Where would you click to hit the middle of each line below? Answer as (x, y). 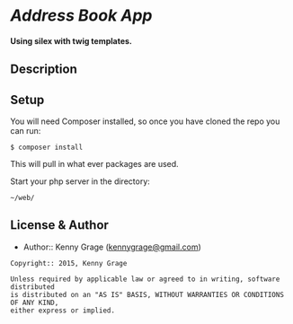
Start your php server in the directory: (80, 181)
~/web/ (22, 197)
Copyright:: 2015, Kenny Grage (69, 263)
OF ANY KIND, (35, 302)
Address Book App (81, 16)
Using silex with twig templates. (71, 40)
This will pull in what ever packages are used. (94, 163)
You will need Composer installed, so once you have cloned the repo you (145, 121)
